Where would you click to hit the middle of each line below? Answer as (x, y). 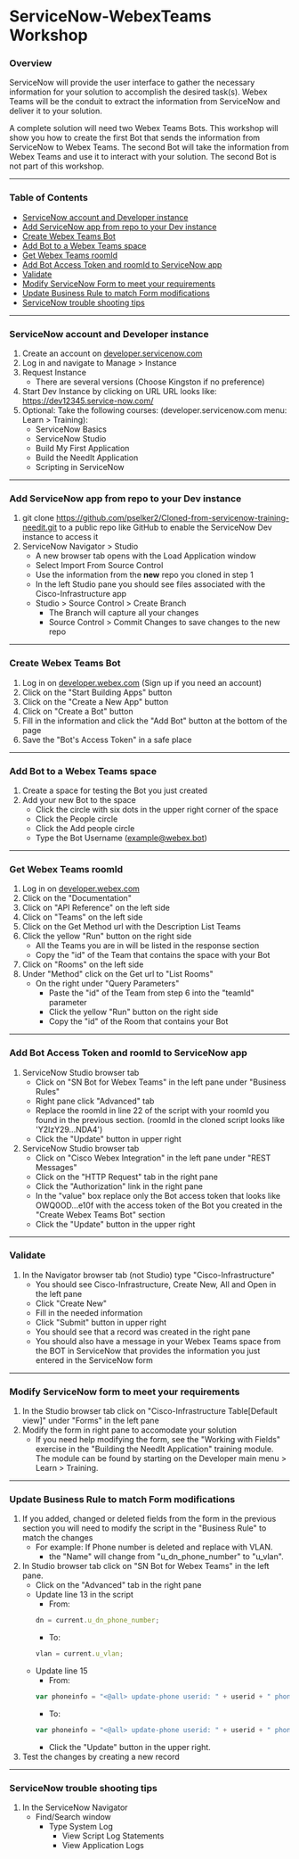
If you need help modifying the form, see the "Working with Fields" (158, 1440)
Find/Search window (73, 1817)
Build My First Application (82, 449)
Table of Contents (49, 198)
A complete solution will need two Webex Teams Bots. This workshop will (144, 128)
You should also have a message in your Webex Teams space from (158, 1341)
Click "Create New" (71, 1303)
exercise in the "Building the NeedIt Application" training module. (154, 1449)
